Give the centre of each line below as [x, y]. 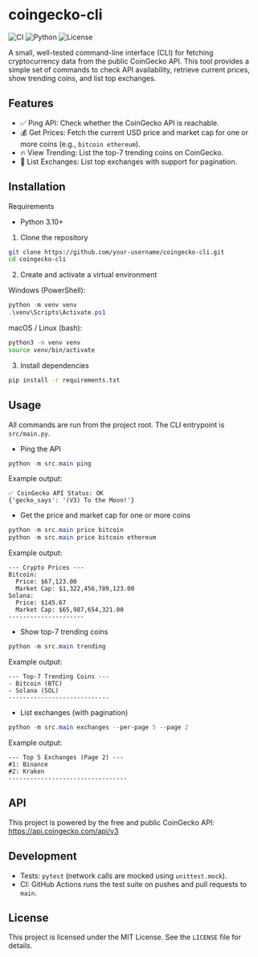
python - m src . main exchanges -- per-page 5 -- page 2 [98, 727]
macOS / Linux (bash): [45, 328]
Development [43, 856]
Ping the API [41, 448]
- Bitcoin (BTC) [35, 684]
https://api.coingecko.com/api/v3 [63, 831]
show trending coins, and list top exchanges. [82, 78]
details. [20, 946]
